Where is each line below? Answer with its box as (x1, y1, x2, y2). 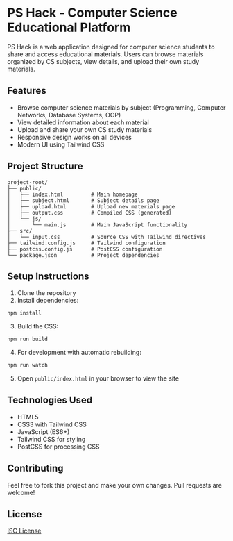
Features (7, 85, 46, 97)
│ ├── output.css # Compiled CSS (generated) (7, 209, 172, 216)
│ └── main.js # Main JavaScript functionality (7, 221, 188, 228)
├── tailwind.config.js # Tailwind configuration (7, 240, 166, 247)
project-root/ (7, 178, 49, 185)
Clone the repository (17, 289, 76, 297)
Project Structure (7, 160, 83, 172)
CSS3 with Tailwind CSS (17, 420, 87, 428)
